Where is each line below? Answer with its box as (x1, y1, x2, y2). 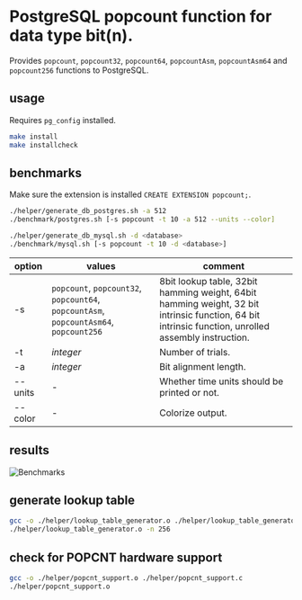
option (13, 259, 43, 272)
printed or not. (159, 386, 220, 399)
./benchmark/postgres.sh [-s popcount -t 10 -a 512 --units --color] (9, 215, 276, 224)
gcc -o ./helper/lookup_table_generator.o (9, 516, 171, 525)
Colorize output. (159, 407, 227, 419)
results (9, 443, 49, 458)
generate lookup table (9, 493, 136, 508)
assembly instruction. (159, 331, 250, 344)
